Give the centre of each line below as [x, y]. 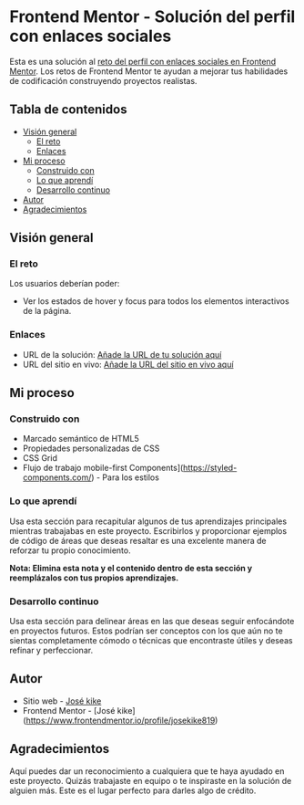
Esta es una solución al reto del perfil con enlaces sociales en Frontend [142, 61]
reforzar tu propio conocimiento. [70, 550]
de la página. [47, 311]
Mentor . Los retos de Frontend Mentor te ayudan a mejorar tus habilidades [149, 71]
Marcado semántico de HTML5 [81, 439]
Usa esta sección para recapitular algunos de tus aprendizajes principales [148, 521]
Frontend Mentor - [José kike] [79, 710]
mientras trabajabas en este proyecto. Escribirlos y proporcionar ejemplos [148, 530]
